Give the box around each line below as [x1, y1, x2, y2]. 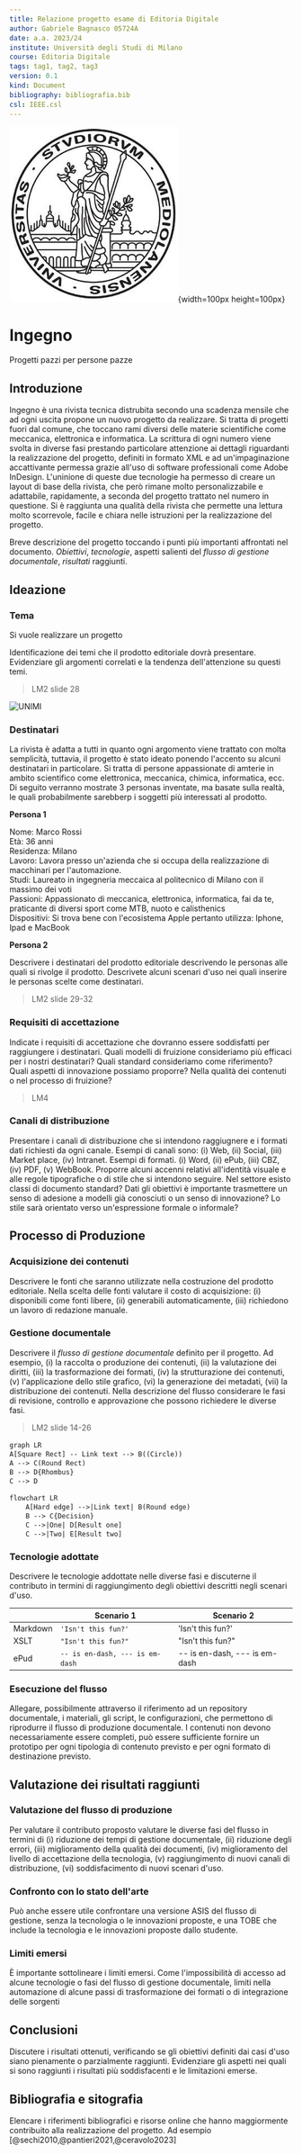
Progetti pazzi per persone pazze [9, 355, 133, 365]
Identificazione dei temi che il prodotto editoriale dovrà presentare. [9, 646, 256, 657]
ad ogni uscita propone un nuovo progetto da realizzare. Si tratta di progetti [9, 414, 289, 425]
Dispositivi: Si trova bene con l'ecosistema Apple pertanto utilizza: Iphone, [9, 913, 284, 924]
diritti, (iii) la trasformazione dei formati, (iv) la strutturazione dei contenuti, [9, 1366, 285, 1377]
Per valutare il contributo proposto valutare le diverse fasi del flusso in [9, 1824, 269, 1835]
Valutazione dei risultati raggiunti [9, 1777, 200, 1792]
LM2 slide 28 [31, 683, 80, 694]
